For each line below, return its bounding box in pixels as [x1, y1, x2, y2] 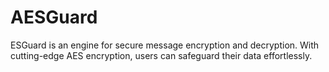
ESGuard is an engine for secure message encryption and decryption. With [10, 39, 320, 51]
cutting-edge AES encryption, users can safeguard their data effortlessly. [10, 49, 313, 61]
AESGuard [10, 6, 98, 29]
